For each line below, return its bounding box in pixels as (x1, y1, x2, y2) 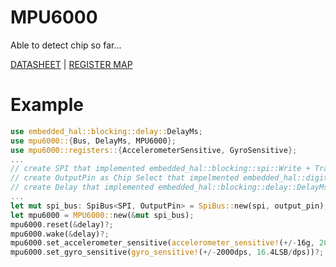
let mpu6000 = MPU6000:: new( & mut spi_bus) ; (10, 210, 195, 220)
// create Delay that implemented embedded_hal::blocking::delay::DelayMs (10, 182, 329, 193)
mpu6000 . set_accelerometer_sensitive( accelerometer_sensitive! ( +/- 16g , (10, 238, 315, 248)
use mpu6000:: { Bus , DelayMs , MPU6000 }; (10, 136, 177, 146)
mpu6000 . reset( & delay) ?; (10, 219, 114, 230)
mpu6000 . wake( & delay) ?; (10, 229, 110, 239)
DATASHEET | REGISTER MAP (10, 58, 133, 70)
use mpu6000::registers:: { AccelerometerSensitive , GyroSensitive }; (10, 145, 298, 155)
